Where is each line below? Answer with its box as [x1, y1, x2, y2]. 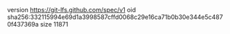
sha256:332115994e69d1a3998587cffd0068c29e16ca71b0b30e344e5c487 [7, 13, 223, 21]
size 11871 [40, 20, 69, 28]
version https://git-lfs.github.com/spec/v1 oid [7, 6, 136, 14]
